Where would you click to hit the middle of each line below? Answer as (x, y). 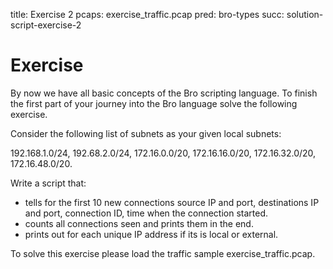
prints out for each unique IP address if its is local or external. (151, 234)
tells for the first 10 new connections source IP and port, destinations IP (172, 202)
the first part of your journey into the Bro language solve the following (154, 103)
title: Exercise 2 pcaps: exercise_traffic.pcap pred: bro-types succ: (147, 14)
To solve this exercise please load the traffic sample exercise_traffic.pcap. (163, 253)
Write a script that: (48, 183)
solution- (305, 14)
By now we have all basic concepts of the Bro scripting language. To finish (164, 93)
